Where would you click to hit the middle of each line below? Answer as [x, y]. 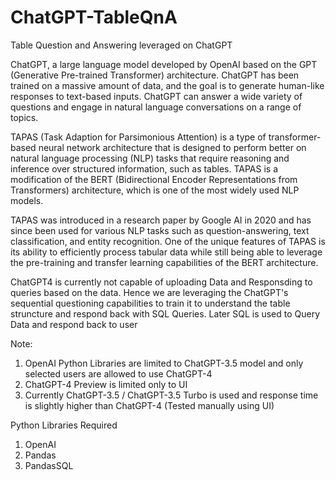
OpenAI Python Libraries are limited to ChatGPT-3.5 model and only [164, 363]
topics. [24, 117]
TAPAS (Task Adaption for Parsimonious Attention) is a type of [138, 137]
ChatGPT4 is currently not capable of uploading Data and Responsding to [161, 282]
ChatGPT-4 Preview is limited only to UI [106, 384]
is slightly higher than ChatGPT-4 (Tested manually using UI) [149, 405]
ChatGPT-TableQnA [94, 17]
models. [27, 200]
